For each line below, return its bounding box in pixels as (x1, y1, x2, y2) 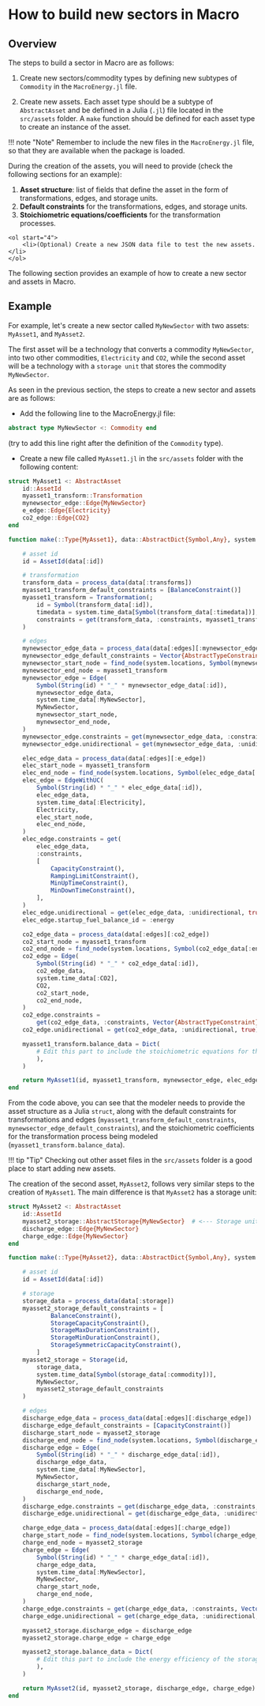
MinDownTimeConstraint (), (50, 887, 136, 895)
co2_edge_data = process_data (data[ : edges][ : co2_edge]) (22, 930, 211, 938)
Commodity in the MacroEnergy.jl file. (19, 81, 138, 91)
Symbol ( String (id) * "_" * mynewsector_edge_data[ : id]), (36, 681, 227, 689)
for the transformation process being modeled (8, 1132, 159, 1142)
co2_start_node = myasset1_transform (22, 938, 147, 945)
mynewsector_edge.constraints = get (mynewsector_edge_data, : (22, 733, 231, 741)
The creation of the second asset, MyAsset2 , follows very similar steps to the (8, 1179, 255, 1189)
